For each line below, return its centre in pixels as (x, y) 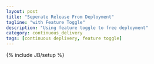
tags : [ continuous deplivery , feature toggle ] (64, 38)
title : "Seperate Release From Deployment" (60, 17)
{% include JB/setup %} (35, 55)
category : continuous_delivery (44, 33)
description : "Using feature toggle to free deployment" (77, 28)
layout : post (22, 11)
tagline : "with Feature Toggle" (46, 22)
